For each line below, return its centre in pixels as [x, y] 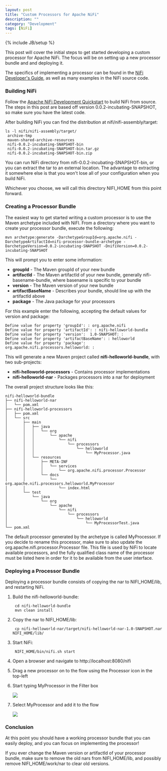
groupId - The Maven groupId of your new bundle [64, 269]
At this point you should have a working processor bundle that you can [78, 738]
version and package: [27, 316]
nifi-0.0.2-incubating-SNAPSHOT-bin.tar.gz [53, 149]
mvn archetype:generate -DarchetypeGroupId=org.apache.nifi [69, 237]
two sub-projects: [23, 362]
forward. [14, 194]
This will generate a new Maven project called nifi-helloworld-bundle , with [83, 356]
